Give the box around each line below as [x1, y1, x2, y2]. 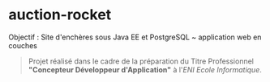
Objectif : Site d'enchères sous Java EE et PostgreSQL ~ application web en [8, 32, 262, 42]
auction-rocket [8, 6, 112, 24]
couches [8, 40, 38, 50]
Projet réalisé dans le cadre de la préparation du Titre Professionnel [28, 56, 254, 66]
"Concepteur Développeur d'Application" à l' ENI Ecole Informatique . [28, 64, 262, 74]
